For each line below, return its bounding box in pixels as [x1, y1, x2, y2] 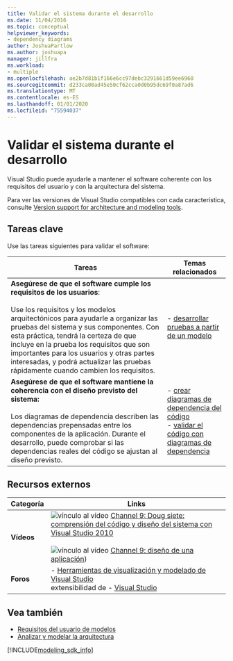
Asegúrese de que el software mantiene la [10, 377, 154, 386]
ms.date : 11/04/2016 [7, 17, 67, 24]
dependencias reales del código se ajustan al [10, 446, 158, 456]
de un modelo [166, 331, 212, 341]
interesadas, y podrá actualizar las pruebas [10, 357, 151, 366]
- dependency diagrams [7, 36, 73, 43]
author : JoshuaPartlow [7, 42, 73, 49]
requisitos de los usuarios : [10, 287, 101, 297]
